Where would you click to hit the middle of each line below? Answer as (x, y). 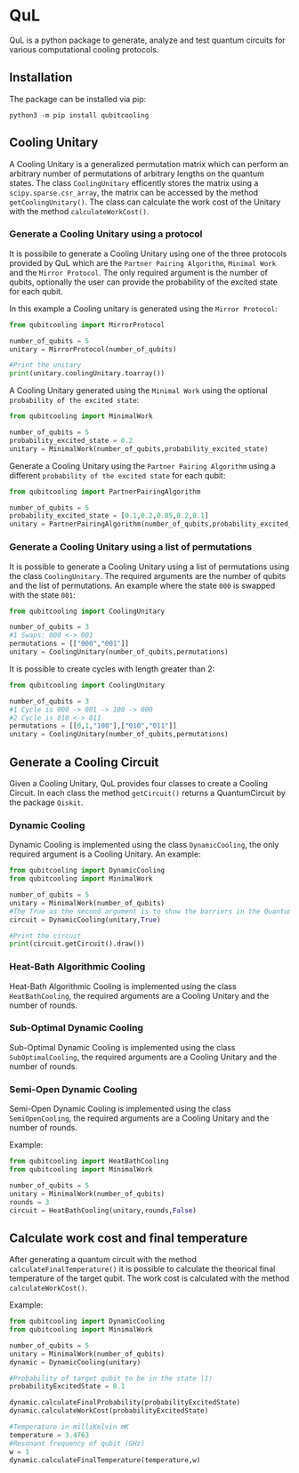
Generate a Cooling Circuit (84, 762)
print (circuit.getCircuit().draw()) (77, 944)
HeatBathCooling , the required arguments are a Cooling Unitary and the (139, 995)
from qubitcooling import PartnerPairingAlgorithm (105, 491)
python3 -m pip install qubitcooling (79, 115)
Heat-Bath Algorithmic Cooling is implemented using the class (123, 986)
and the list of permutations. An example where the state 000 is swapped (142, 585)
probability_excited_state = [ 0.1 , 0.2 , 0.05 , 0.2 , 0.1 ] (109, 516)
